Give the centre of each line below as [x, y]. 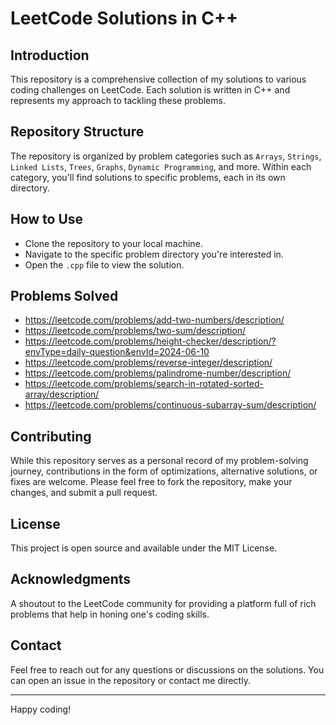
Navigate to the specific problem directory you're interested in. [154, 254]
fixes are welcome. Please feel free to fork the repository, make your [151, 482]
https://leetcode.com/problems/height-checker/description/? [150, 341]
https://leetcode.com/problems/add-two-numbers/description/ [154, 320]
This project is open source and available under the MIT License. [144, 548]
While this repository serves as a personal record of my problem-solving [159, 461]
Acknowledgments [71, 579]
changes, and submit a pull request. [84, 493]
